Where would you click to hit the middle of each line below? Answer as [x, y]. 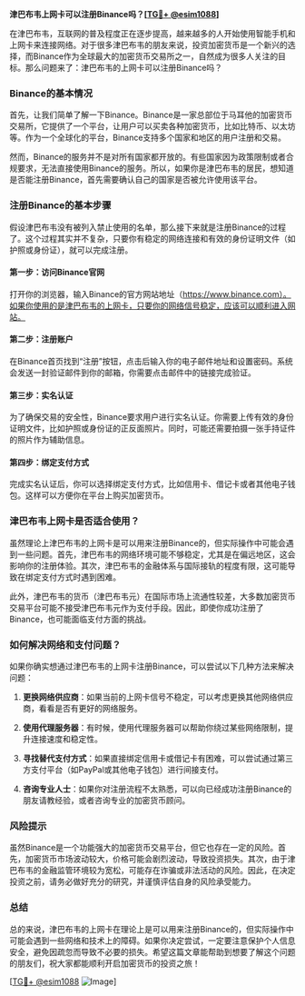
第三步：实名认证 [41, 395]
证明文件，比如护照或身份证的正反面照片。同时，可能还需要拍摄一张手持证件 [152, 428]
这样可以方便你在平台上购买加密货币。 [97, 495]
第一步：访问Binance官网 [57, 273]
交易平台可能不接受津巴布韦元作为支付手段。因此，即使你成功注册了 [137, 607]
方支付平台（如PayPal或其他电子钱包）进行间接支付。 [123, 770]
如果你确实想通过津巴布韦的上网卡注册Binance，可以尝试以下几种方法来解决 [152, 666]
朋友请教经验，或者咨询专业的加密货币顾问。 [106, 800]
